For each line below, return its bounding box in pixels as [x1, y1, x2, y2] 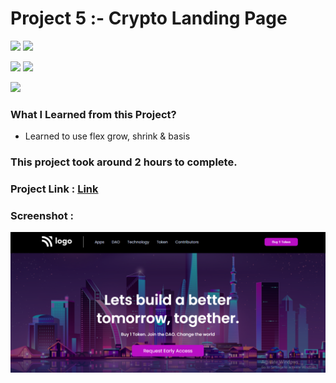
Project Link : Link [10, 182, 99, 196]
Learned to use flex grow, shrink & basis [24, 130, 191, 142]
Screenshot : [10, 209, 74, 222]
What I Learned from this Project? [10, 107, 177, 121]
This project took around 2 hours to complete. [10, 155, 238, 169]
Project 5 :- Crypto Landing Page [10, 7, 288, 30]
